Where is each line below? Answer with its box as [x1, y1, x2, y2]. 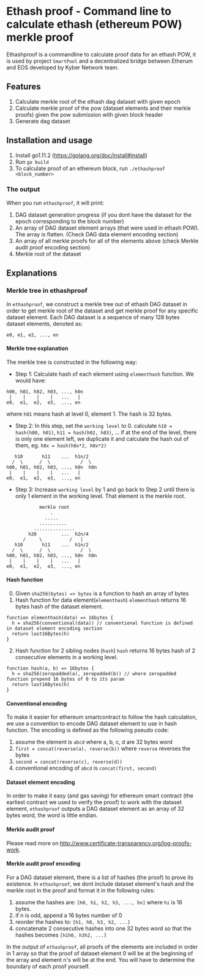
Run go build [15, 158, 49, 165]
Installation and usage [6, 135, 93, 145]
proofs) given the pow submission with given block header [15, 110, 163, 118]
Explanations [6, 268, 58, 279]
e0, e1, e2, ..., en [6, 331, 59, 338]
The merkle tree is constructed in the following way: [6, 358, 138, 366]
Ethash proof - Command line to [6, 4, 172, 18]
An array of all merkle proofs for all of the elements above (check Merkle [15, 237, 199, 244]
